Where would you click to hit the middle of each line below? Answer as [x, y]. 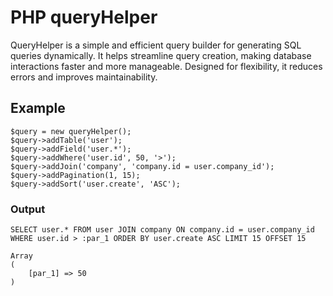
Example [38, 108]
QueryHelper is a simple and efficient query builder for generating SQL [156, 45]
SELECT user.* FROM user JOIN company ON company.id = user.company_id [162, 230]
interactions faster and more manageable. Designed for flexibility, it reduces [166, 66]
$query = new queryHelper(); [71, 131]
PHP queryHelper [84, 17]
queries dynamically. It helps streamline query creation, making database [161, 55]
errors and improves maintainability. [84, 77]
